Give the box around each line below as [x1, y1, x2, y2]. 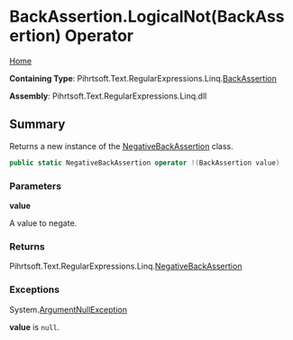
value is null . [9, 321, 60, 332]
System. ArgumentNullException [9, 304, 128, 315]
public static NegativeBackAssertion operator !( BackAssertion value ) [9, 158, 280, 167]
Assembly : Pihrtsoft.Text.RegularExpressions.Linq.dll [9, 90, 207, 101]
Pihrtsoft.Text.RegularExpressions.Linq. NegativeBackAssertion [9, 260, 243, 272]
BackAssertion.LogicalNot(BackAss [9, 6, 286, 27]
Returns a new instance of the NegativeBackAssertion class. [9, 140, 234, 151]
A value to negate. [9, 217, 78, 228]
